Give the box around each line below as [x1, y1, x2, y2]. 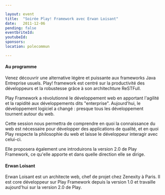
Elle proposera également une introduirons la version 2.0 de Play [5, 146, 137, 152]
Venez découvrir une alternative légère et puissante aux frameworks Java [5, 75, 156, 81]
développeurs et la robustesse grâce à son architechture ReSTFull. [5, 85, 141, 91]
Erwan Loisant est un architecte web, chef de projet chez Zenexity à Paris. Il [5, 174, 161, 180]
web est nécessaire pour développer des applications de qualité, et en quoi [5, 125, 159, 132]
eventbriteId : [5, 30, 35, 35]
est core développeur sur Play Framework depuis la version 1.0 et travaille [5, 179, 156, 185]
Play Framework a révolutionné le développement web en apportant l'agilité [5, 95, 160, 101]
